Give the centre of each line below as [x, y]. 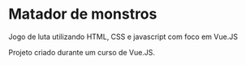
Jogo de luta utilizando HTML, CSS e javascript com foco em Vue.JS [123, 37]
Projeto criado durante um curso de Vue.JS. [82, 52]
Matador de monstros [83, 14]
